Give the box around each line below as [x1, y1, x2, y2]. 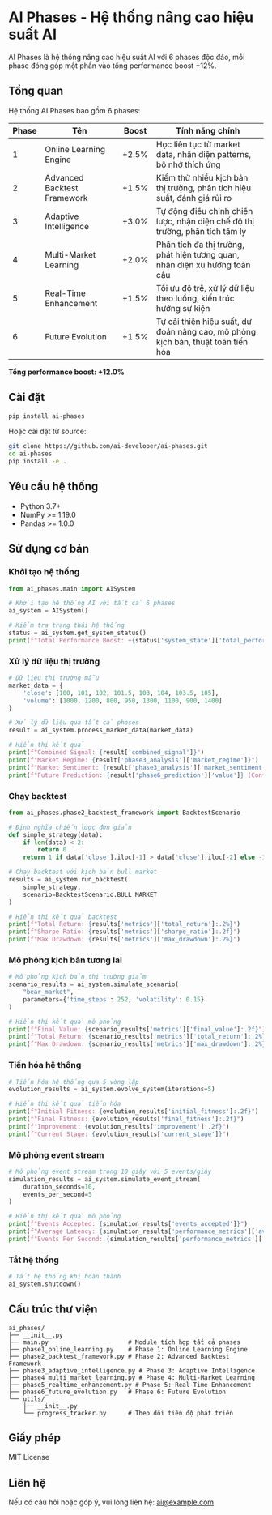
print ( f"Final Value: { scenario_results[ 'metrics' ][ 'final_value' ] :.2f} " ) [8, 1025, 266, 1033]
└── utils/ [8, 1394, 45, 1403]
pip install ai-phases [8, 412, 85, 420]
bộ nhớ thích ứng [156, 159, 221, 170]
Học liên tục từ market [156, 139, 240, 150]
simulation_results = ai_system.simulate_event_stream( [8, 1175, 201, 1183]
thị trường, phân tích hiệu [156, 182, 252, 194]
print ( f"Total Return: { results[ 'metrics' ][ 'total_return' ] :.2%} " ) [8, 920, 241, 928]
